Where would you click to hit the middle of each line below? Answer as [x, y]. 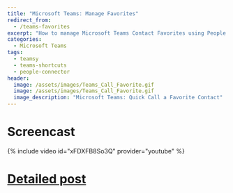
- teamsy [26, 59]
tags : [15, 53]
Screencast [41, 132]
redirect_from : [29, 20]
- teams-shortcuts [40, 65]
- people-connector [42, 72]
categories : [24, 40]
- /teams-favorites [42, 26]
